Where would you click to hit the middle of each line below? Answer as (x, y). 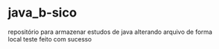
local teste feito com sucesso (50, 39)
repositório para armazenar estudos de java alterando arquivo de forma (110, 32)
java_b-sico (42, 13)
